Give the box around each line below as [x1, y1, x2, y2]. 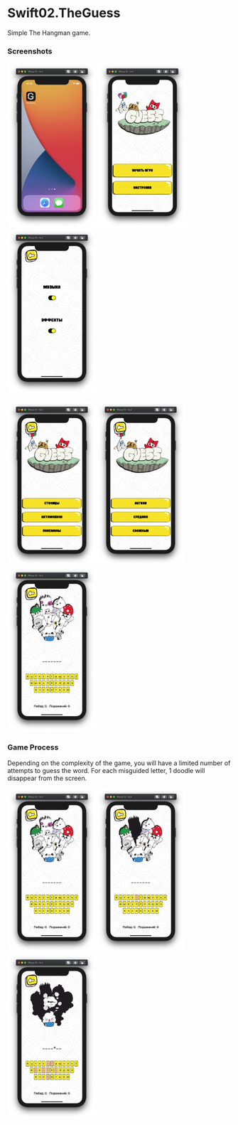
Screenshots [7, 46, 53, 56]
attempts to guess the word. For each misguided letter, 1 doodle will [7, 766, 205, 774]
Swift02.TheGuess [7, 5, 121, 21]
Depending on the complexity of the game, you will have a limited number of [7, 759, 231, 767]
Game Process [7, 742, 59, 752]
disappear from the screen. [7, 774, 87, 782]
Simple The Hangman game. [7, 28, 91, 37]
